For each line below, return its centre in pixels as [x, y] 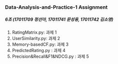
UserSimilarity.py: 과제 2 [36, 38]
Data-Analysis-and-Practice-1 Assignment [56, 7]
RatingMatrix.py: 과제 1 [34, 32]
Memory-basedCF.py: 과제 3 [40, 44]
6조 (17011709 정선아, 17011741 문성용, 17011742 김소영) [59, 19]
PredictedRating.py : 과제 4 [39, 50]
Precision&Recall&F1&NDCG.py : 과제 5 [50, 56]
